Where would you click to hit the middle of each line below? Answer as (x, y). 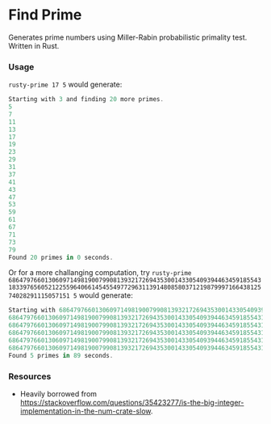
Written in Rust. (34, 45)
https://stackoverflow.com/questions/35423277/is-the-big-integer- (132, 402)
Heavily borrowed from (58, 393)
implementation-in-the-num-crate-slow (85, 411)
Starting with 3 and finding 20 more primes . (86, 100)
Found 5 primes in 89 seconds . (61, 355)
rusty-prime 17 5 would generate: (65, 85)
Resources (30, 376)
